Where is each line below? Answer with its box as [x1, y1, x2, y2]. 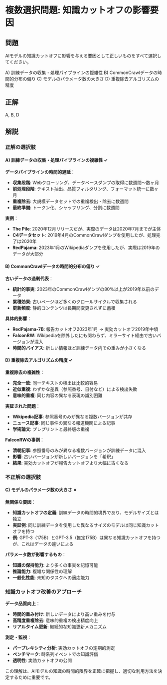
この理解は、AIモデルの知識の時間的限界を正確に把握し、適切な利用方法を [5, 668, 158, 674]
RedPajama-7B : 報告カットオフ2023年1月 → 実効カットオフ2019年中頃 [12, 326, 159, 332]
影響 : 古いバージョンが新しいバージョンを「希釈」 [12, 453, 116, 459]
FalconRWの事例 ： [5, 436, 45, 442]
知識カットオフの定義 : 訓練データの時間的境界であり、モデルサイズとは [12, 509, 159, 515]
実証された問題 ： [5, 403, 40, 409]
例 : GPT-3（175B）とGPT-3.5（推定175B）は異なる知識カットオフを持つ [12, 534, 161, 540]
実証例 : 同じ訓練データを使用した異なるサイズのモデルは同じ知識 [12, 522, 146, 528]
